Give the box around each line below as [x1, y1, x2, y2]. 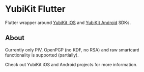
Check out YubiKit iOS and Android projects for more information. [5, 61, 138, 67]
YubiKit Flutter [5, 3, 66, 15]
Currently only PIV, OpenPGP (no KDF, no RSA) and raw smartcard [5, 47, 140, 52]
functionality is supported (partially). [5, 52, 79, 58]
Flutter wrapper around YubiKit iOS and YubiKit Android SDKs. [5, 20, 131, 25]
